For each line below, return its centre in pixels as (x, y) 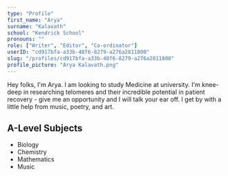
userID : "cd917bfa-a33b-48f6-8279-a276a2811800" (78, 52)
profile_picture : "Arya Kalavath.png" (63, 65)
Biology (28, 145)
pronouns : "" (26, 39)
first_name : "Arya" (35, 20)
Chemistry (32, 152)
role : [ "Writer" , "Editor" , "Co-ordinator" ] (72, 46)
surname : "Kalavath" (37, 26)
